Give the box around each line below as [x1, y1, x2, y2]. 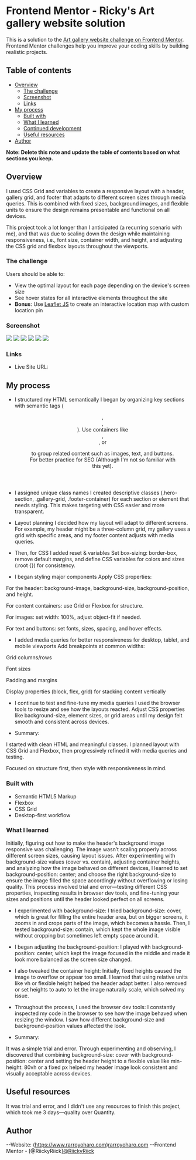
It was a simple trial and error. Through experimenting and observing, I [6, 1045, 176, 1052]
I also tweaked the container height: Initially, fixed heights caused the [14, 967, 181, 974]
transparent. [14, 508, 44, 515]
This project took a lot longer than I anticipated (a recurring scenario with [6, 224, 183, 231]
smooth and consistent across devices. [14, 718, 109, 726]
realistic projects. [6, 48, 48, 55]
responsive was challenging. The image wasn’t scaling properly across [6, 845, 177, 852]
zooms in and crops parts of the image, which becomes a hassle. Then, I [14, 919, 190, 926]
